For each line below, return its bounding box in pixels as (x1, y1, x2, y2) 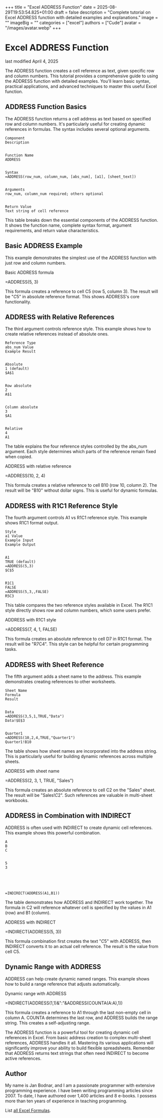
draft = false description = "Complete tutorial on (54, 9, 151, 15)
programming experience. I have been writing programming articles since (5, 1088, 153, 1094)
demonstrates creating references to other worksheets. (5, 679, 116, 685)
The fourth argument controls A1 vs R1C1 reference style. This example (5, 515, 147, 521)
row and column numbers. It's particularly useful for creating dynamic (5, 121, 145, 127)
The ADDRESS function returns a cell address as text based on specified (5, 116, 151, 121)
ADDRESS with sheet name (5, 768, 60, 774)
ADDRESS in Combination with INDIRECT (5, 811, 132, 820)
